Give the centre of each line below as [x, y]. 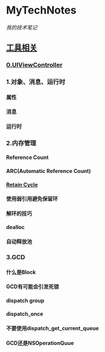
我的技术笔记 [22, 27]
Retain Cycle [22, 184]
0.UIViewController [35, 65]
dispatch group [25, 300]
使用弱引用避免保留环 [32, 199]
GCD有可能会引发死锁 [32, 286]
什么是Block [21, 272]
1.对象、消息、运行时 [36, 82]
